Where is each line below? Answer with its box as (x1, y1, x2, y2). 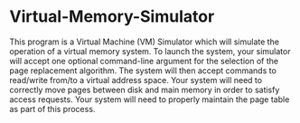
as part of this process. (9, 103, 96, 114)
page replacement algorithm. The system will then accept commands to (9, 65, 277, 76)
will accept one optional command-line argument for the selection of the (9, 55, 278, 66)
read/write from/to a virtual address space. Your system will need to (9, 74, 263, 85)
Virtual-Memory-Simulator (9, 6, 215, 27)
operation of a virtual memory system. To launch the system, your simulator (9, 45, 291, 56)
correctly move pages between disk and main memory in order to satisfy (9, 84, 280, 95)
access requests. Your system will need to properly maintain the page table (9, 93, 290, 105)
